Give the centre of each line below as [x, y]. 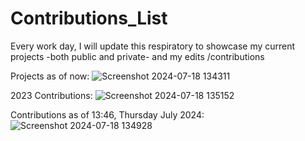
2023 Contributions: [51, 95]
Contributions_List [89, 18]
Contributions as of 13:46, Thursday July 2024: [107, 114]
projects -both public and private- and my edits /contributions [137, 56]
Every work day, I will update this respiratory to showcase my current [153, 46]
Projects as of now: [50, 76]
